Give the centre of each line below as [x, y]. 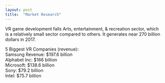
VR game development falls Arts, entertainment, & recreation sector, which [82, 28]
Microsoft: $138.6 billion [30, 65]
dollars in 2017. [20, 39]
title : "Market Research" [33, 14]
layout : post [19, 10]
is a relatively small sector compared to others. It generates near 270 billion [83, 34]
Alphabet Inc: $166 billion [31, 59]
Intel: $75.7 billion [23, 75]
